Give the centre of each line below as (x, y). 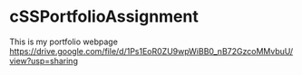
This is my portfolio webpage (63, 42)
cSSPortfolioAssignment (104, 17)
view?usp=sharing (44, 61)
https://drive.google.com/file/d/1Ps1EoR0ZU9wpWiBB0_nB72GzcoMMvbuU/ (151, 51)
